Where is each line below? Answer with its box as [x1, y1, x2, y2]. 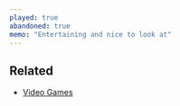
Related [9, 63, 54, 78]
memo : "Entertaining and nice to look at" [9, 30, 172, 39]
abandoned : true [9, 22, 71, 31]
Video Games [22, 87, 74, 98]
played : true [9, 13, 59, 22]
